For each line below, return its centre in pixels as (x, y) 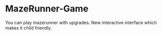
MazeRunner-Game (47, 9)
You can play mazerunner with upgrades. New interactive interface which (81, 22)
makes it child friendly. (29, 27)
